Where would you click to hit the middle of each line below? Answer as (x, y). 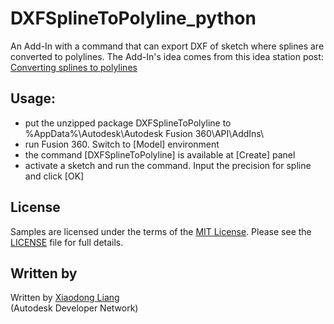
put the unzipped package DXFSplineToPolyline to (128, 123)
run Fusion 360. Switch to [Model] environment (122, 144)
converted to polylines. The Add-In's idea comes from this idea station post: (167, 56)
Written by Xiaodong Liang (65, 298)
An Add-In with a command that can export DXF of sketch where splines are (167, 46)
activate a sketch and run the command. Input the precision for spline (168, 165)
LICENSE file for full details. (67, 242)
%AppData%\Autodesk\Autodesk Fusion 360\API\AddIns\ (144, 133)
